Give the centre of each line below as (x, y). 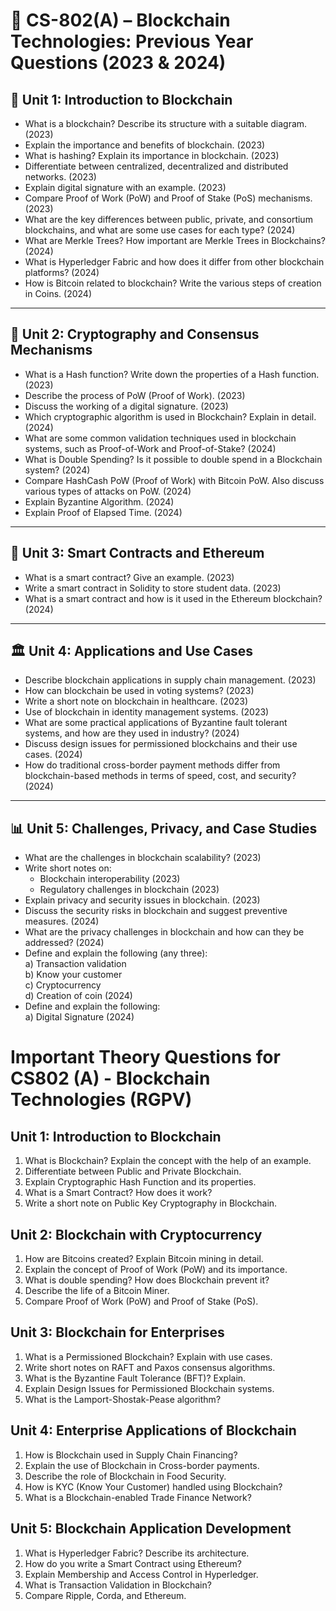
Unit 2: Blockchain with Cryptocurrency (136, 1234)
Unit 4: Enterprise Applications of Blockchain (153, 1430)
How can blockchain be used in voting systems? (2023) (139, 691)
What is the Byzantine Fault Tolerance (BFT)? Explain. (135, 1378)
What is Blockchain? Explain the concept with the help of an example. (168, 1161)
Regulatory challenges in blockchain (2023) (129, 890)
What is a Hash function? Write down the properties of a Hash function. (172, 374)
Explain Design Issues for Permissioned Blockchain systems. (149, 1388)
